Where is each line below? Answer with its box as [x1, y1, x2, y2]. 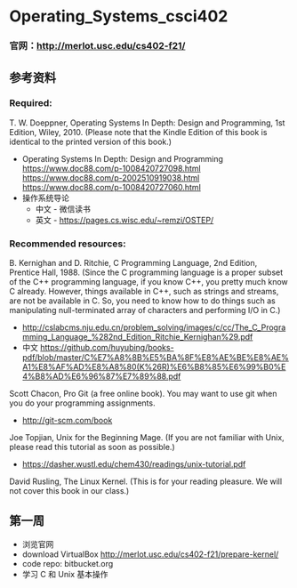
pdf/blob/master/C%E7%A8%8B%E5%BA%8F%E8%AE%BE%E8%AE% [21, 352, 289, 363]
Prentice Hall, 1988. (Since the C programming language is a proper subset [9, 267, 284, 278]
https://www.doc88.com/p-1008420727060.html [21, 181, 202, 192]
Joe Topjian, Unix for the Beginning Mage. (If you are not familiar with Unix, [9, 432, 285, 443]
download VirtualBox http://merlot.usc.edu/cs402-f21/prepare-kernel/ [21, 549, 279, 560]
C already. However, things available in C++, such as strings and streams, [9, 286, 279, 297]
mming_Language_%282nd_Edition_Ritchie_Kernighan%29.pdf [21, 332, 253, 342]
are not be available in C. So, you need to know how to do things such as [9, 295, 276, 306]
